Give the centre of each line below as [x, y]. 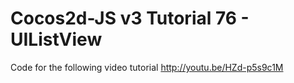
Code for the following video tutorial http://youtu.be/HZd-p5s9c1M [147, 67]
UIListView [56, 39]
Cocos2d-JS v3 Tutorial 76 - [130, 18]
